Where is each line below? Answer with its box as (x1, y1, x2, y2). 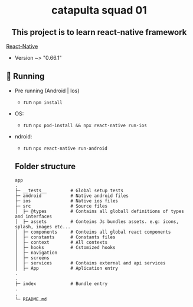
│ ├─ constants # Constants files (14, 234, 116, 240)
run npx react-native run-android (23, 144, 107, 151)
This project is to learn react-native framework (11, 27, 187, 37)
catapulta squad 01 (51, 4, 148, 17)
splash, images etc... (14, 224, 71, 230)
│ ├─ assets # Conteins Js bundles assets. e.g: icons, (14, 218, 179, 225)
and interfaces (14, 214, 53, 219)
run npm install (23, 98, 63, 105)
